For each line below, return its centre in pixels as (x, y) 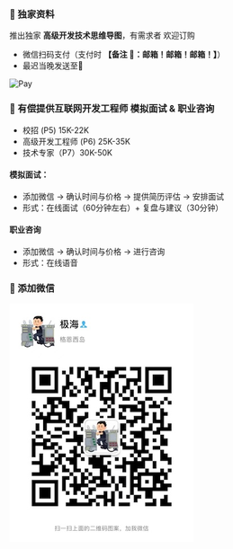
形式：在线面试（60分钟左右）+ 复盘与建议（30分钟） (122, 208)
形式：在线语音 (50, 263)
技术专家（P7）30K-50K (67, 152)
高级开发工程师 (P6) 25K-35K (76, 141)
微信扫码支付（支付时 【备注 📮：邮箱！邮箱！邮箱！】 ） (124, 55)
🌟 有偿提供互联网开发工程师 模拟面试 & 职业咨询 (112, 109)
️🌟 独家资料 (32, 13)
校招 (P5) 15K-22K (56, 130)
